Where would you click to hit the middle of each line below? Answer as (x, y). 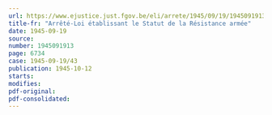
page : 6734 (27, 53)
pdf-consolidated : (39, 99)
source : (21, 38)
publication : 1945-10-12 (50, 69)
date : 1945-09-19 (38, 31)
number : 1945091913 (41, 46)
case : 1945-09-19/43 (43, 62)
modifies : (25, 83)
